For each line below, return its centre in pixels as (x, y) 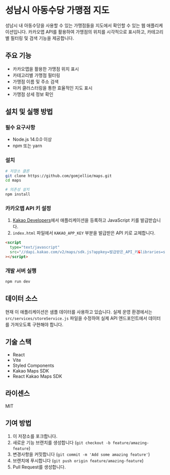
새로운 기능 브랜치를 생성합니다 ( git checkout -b (61, 443)
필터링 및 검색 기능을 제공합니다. (42, 38)
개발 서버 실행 (21, 270)
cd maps (13, 181)
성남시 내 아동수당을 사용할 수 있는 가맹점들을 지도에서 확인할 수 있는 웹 (75, 25)
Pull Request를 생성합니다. (39, 467)
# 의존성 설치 (17, 190)
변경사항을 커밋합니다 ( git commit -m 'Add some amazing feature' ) (81, 454)
